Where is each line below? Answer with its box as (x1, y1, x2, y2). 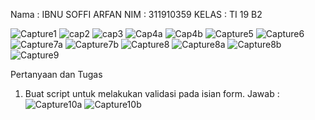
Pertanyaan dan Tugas (10, 69, 103, 80)
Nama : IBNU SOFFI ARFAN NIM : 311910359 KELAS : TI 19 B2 (10, 9, 263, 20)
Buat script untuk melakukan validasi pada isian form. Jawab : (24, 88, 280, 99)
